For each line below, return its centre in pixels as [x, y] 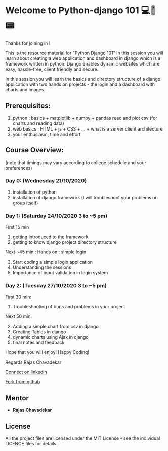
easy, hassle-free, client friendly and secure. [52, 69]
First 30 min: [18, 297]
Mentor [17, 398]
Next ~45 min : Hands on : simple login [46, 252]
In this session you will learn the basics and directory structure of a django [83, 79]
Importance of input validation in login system [60, 273]
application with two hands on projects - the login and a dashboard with [80, 84]
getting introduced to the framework [50, 237]
